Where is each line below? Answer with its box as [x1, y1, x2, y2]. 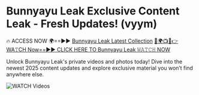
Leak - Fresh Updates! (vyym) [6, 17, 158, 31]
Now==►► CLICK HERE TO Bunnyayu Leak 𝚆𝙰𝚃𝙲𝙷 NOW [28, 46, 171, 53]
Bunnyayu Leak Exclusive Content [6, 4, 180, 18]
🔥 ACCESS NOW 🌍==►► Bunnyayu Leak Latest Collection [6, 37, 153, 44]
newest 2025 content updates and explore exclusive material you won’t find [6, 64, 194, 72]
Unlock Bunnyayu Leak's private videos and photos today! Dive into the [6, 58, 183, 65]
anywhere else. [6, 70, 44, 78]
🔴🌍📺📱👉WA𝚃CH [153, 37, 179, 44]
